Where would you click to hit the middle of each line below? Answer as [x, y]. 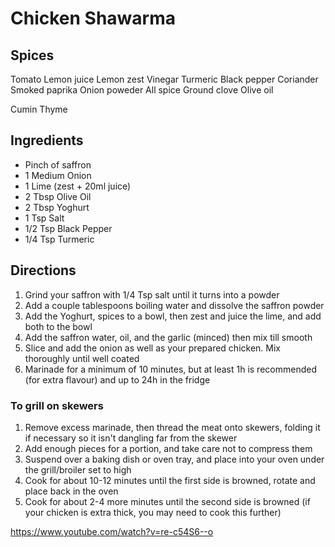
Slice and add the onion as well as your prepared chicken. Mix [152, 348]
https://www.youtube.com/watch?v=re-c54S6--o [112, 531]
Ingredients [47, 140]
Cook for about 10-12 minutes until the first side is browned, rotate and [170, 480]
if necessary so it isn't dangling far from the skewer [131, 438]
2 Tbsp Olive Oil [58, 196]
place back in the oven [71, 491]
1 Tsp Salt [44, 218]
